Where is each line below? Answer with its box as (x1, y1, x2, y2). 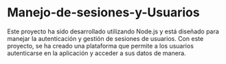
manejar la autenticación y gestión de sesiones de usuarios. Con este (7, 34, 204, 42)
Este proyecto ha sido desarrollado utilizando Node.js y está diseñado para (7, 27, 220, 35)
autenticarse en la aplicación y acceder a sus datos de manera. (7, 49, 187, 57)
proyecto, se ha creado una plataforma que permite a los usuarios (7, 42, 194, 50)
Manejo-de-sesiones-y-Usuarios (7, 5, 201, 20)
